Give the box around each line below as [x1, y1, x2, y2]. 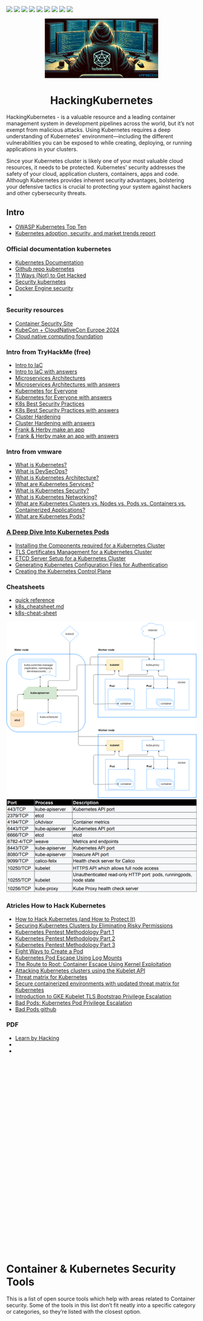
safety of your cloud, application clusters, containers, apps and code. [6, 170, 179, 178]
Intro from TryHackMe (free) [6, 347, 91, 356]
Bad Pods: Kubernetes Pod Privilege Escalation [14, 999, 133, 1006]
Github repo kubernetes [14, 265, 74, 272]
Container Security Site [14, 319, 74, 327]
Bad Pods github [14, 1005, 57, 1012]
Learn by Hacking [14, 1034, 59, 1042]
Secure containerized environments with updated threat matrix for [14, 980, 180, 987]
